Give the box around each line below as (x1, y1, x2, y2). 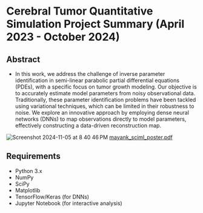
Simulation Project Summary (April (6, 17, 185, 31)
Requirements (6, 151, 61, 161)
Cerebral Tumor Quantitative (6, 4, 153, 18)
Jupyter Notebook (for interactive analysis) (15, 199, 122, 207)
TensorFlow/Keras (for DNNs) (15, 193, 90, 200)
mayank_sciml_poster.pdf (108, 134, 173, 141)
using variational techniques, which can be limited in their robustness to (15, 103, 195, 110)
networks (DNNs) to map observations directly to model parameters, (15, 115, 187, 123)
